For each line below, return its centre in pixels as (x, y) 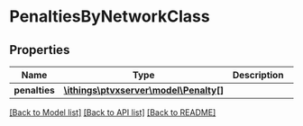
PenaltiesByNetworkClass (110, 17)
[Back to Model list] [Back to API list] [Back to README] (113, 112)
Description (258, 75)
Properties (40, 50)
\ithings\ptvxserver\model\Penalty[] (143, 90)
